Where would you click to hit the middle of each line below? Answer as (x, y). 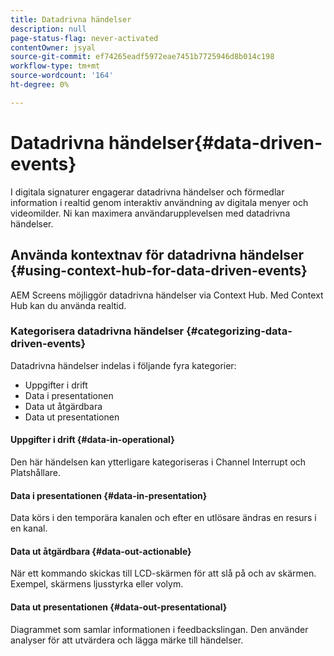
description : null (48, 29)
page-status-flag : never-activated (84, 38)
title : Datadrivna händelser (71, 19)
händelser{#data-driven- (215, 142)
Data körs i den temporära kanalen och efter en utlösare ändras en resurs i (163, 518)
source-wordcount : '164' (62, 76)
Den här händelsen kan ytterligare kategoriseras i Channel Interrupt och (158, 462)
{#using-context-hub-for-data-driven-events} (159, 271)
